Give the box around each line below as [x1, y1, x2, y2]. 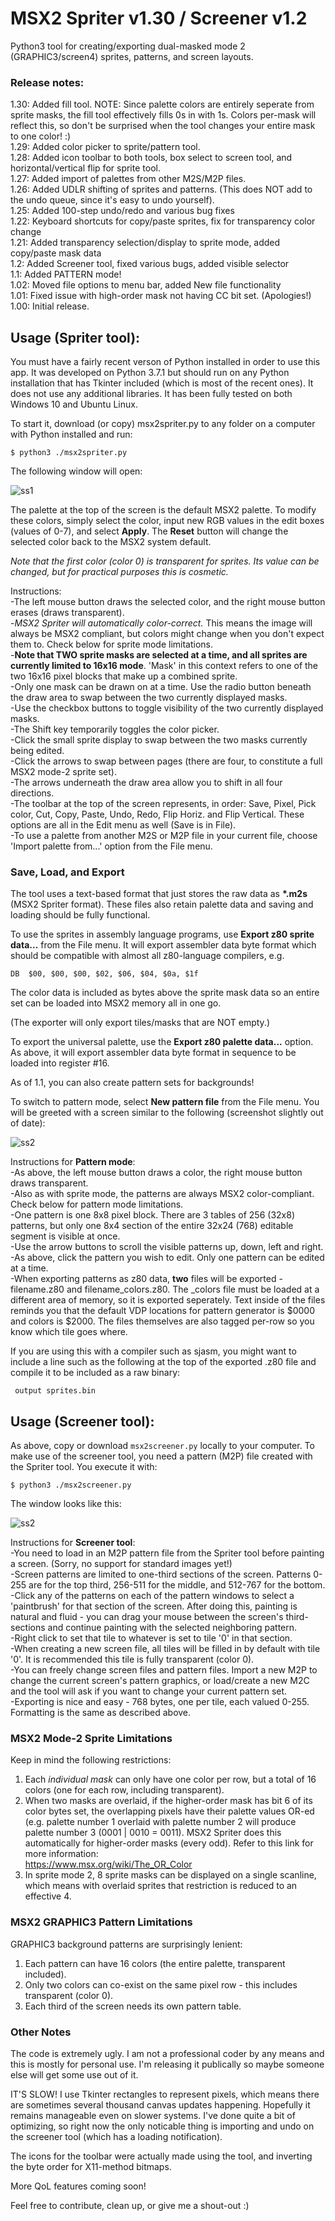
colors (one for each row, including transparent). [24, 1784, 225, 1796]
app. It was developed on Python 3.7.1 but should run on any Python [10, 367, 290, 379]
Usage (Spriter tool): [10, 329, 141, 346]
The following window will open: [10, 465, 143, 477]
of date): [10, 1117, 46, 1129]
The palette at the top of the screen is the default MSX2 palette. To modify [10, 504, 317, 516]
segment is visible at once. [10, 1230, 121, 1242]
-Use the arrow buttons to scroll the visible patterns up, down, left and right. [10, 1241, 324, 1253]
